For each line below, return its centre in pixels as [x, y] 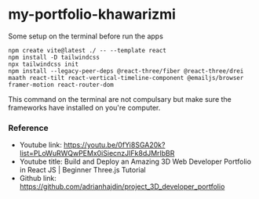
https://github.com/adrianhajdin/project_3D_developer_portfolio [122, 186]
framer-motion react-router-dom [61, 85]
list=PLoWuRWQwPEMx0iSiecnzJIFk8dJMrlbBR [97, 154]
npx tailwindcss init [44, 64]
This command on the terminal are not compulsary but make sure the [120, 99]
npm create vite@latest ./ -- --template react [88, 50]
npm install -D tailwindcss [54, 57]
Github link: [38, 179]
